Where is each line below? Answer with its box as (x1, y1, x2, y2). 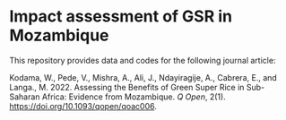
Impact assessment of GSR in (9, 6, 233, 27)
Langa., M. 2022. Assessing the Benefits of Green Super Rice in (9, 81, 245, 92)
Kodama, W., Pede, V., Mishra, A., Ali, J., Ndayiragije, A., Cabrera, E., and (9, 72, 278, 82)
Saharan (9, 91, 40, 102)
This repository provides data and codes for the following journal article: (9, 55, 276, 65)
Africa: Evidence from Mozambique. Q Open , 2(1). (41, 91, 226, 102)
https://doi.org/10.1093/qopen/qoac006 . (9, 100, 157, 111)
